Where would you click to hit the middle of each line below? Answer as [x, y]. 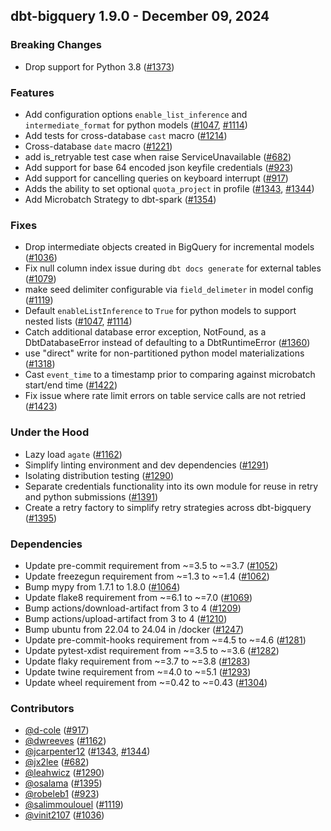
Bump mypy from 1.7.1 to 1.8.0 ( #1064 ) [102, 586]
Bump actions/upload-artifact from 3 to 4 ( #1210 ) [126, 618]
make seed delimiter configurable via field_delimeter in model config [169, 290]
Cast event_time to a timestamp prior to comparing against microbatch [170, 375]
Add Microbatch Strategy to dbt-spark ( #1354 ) [120, 199]
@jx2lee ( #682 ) [57, 762]
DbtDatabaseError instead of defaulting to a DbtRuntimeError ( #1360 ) [167, 343]
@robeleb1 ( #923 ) [62, 794]
